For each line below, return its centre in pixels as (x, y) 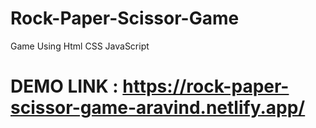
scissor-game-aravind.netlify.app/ (158, 108)
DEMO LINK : (64, 86)
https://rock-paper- (206, 86)
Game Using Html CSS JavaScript (80, 46)
